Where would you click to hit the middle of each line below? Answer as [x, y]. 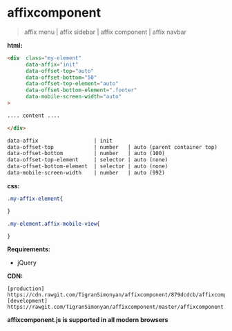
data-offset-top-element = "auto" [72, 84]
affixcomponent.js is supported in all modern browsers [88, 320]
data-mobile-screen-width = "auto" [74, 97]
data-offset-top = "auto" [60, 71]
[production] [26, 289]
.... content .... [33, 116]
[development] [28, 301]
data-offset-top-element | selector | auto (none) [88, 160]
